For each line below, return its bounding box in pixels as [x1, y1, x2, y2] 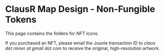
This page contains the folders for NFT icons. [5, 30, 99, 36]
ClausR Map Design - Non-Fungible [5, 3, 155, 15]
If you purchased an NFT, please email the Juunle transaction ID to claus [5, 40, 155, 46]
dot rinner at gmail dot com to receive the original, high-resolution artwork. [5, 45, 160, 51]
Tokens [5, 14, 37, 25]
